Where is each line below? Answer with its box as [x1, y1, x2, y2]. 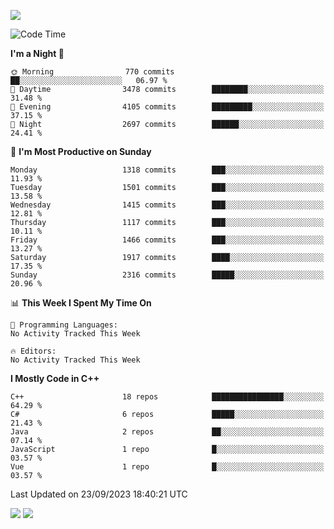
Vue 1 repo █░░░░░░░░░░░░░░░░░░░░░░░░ [10, 462, 325, 472]
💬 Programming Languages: [10, 320, 118, 330]
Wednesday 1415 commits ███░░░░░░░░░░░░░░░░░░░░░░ [10, 200, 325, 210]
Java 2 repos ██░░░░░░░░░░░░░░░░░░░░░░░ [10, 427, 325, 437]
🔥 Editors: [10, 346, 57, 356]
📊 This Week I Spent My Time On [10, 297, 152, 309]
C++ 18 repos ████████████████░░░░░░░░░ [10, 392, 325, 402]
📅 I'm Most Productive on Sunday [10, 146, 152, 157]
